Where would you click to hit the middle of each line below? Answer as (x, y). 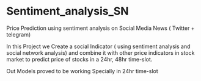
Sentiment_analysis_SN (68, 11)
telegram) (19, 34)
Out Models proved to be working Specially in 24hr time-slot (82, 71)
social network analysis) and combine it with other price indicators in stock (100, 52)
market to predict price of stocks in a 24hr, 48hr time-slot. (79, 59)
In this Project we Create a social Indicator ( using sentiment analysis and (98, 46)
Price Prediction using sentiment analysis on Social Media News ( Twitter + (100, 28)
